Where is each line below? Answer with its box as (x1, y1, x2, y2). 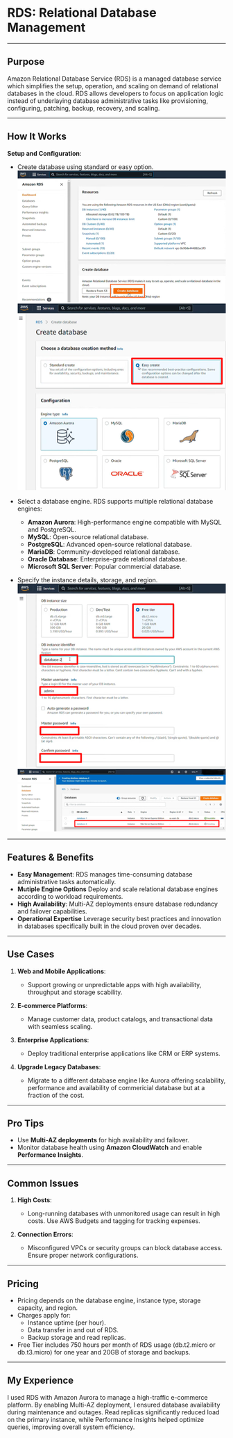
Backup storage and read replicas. (27, 1334, 126, 1342)
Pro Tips (7, 1117, 44, 1129)
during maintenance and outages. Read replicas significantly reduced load (7, 1407, 220, 1416)
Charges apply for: (17, 1311, 71, 1320)
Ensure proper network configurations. (27, 1251, 139, 1260)
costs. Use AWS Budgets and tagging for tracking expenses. (27, 1217, 201, 1225)
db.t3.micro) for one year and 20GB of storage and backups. (17, 1348, 191, 1357)
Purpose (7, 56, 45, 67)
